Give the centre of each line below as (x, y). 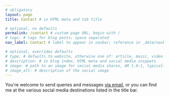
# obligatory (19, 10)
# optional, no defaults (31, 28)
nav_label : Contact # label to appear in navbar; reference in (73, 43)
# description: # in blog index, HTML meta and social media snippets (81, 61)
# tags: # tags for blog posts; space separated (57, 38)
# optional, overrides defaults (39, 52)
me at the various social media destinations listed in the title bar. (72, 90)
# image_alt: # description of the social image (57, 70)
